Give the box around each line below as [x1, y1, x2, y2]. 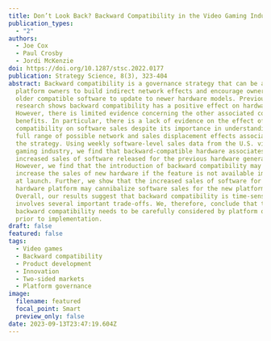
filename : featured [15, 297, 81, 305]
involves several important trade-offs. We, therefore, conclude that [15, 200, 258, 208]
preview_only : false [15, 312, 85, 320]
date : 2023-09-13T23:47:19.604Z [8, 320, 117, 328]
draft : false [8, 222, 52, 230]
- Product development [15, 259, 92, 267]
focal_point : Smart [15, 305, 81, 313]
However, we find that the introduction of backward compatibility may [15, 162, 262, 170]
